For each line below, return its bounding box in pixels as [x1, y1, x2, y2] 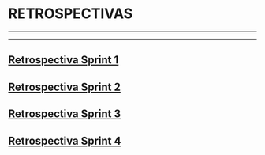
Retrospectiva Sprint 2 [8, 80, 121, 93]
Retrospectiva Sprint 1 [8, 53, 119, 67]
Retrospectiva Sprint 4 [8, 134, 121, 147]
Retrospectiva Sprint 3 [8, 108, 121, 121]
